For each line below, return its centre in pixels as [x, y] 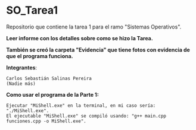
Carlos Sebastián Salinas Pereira [49, 78]
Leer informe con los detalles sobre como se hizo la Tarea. [80, 38]
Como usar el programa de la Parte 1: [53, 94]
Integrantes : [22, 67]
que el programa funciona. [40, 56]
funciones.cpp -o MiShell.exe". [46, 121]
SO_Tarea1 [32, 10]
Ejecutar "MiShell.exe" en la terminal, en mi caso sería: [81, 105]
